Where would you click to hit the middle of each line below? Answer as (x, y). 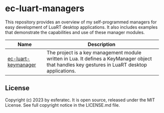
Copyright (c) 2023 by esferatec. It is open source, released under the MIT (80, 100)
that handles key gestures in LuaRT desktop (97, 65)
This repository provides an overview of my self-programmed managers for (81, 22)
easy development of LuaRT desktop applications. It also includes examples (81, 27)
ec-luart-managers (45, 9)
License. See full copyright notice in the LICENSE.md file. (62, 105)
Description (102, 44)
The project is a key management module (94, 53)
